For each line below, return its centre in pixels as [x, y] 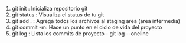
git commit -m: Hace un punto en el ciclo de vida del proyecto [87, 27]
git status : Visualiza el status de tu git [58, 15]
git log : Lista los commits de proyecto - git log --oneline [80, 34]
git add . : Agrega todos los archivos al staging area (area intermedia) [96, 21]
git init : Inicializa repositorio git [50, 9]
